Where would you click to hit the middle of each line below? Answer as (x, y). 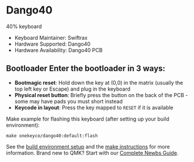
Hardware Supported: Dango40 (52, 44)
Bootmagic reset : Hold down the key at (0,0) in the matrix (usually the (99, 82)
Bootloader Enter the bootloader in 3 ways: (86, 69)
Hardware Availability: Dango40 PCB (58, 50)
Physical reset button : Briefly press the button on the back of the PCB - (101, 95)
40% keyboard (24, 26)
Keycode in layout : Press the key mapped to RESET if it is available (94, 107)
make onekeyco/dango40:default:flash (52, 136)
